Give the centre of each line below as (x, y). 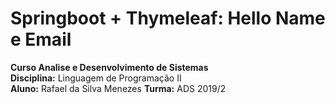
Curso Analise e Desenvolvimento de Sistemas (109, 67)
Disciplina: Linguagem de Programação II (96, 78)
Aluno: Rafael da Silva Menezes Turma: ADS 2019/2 (118, 88)
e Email (41, 39)
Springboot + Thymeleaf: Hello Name (168, 18)
